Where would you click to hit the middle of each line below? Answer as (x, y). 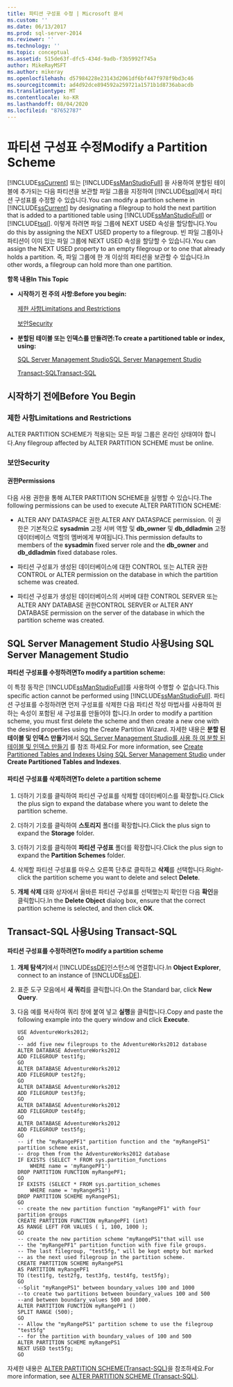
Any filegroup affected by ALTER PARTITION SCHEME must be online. (114, 443)
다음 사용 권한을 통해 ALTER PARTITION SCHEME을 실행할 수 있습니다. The (110, 497)
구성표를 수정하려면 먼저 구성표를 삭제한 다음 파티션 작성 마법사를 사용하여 (114, 705)
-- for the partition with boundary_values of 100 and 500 (104, 1337)
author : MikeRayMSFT (37, 65)
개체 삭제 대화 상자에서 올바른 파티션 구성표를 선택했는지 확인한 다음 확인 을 (118, 891)
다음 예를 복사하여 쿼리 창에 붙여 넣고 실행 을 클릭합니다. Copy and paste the (120, 1012)
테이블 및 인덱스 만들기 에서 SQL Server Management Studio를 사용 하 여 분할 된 (116, 738)
